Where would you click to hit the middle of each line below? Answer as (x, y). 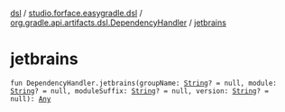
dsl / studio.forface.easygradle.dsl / (76, 13)
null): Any (31, 98)
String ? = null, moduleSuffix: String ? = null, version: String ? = (140, 91)
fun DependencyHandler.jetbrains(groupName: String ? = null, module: (144, 83)
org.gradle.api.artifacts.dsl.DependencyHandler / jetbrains (118, 23)
